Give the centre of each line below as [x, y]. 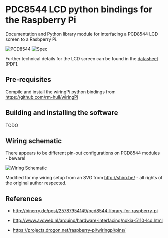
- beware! [15, 158]
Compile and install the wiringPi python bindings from [61, 92]
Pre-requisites [28, 80]
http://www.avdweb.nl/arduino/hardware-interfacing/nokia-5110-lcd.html [88, 221]
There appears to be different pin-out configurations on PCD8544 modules [83, 153]
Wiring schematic [33, 141]
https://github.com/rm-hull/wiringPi [42, 97]
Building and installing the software [62, 113]
